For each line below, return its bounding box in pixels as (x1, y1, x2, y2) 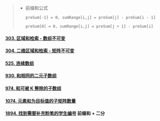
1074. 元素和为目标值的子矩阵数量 (5, 98, 76, 104)
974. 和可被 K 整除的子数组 (5, 85, 62, 91)
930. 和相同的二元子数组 (5, 73, 57, 79)
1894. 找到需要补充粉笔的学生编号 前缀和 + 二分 (5, 110, 105, 116)
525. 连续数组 (5, 60, 34, 66)
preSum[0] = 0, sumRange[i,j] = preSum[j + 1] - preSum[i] (25, 24, 154, 29)
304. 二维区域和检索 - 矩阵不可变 (5, 48, 75, 54)
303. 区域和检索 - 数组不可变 (5, 35, 65, 41)
